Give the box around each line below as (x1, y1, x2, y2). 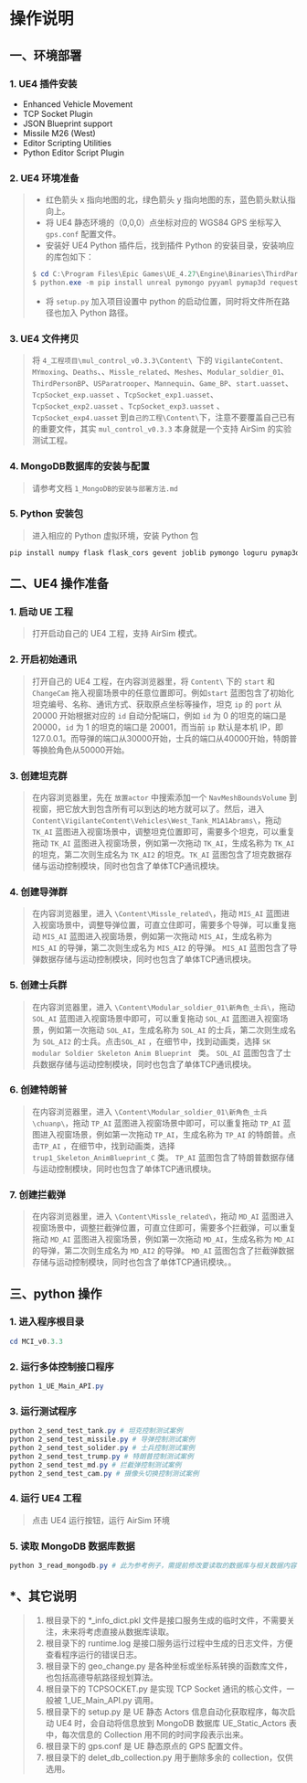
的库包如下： (45, 251, 94, 262)
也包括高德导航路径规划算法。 (45, 1671, 158, 1682)
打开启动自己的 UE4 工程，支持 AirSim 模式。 (31, 628, 203, 639)
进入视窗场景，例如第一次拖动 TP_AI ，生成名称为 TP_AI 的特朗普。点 (39, 1128, 297, 1139)
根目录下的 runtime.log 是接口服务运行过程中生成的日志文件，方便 (45, 1638, 294, 1649)
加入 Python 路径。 (61, 307, 134, 318)
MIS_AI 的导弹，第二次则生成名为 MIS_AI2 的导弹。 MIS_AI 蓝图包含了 (31, 943, 290, 954)
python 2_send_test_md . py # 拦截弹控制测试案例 (9, 1460, 182, 1469)
